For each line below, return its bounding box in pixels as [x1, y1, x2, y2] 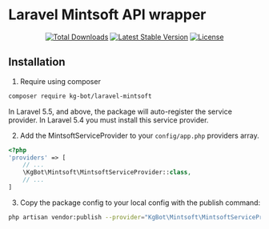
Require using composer [19, 76, 102, 86]
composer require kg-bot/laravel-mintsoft [8, 92, 152, 100]
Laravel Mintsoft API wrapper [8, 6, 207, 24]
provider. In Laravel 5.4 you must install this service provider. [8, 114, 209, 125]
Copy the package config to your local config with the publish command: [19, 198, 261, 207]
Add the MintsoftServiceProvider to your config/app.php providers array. [19, 131, 259, 140]
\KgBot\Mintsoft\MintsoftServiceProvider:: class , [22, 168, 192, 177]
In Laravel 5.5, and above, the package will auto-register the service [8, 106, 232, 116]
